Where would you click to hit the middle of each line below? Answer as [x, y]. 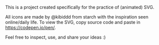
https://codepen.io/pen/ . [31, 27]
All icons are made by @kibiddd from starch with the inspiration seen [77, 17]
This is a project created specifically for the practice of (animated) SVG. [80, 7]
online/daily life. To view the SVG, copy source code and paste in [73, 22]
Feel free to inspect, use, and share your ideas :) [56, 37]
